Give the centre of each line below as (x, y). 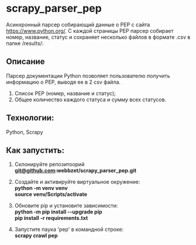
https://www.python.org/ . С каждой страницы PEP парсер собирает (90, 30)
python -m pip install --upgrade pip (58, 212)
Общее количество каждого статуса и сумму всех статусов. (90, 99)
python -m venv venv (41, 188)
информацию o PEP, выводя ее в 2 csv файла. (63, 82)
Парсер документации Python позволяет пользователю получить (88, 75)
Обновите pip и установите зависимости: (66, 206)
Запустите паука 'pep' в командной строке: (69, 229)
